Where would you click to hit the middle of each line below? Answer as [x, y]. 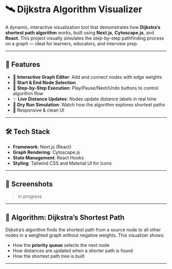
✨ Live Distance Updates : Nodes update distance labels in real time [84, 99]
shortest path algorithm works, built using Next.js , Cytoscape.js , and [80, 32]
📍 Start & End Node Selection [44, 82]
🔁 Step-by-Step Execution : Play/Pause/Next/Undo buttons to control [85, 88]
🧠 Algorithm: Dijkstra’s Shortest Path [65, 217]
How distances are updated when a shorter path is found [73, 251]
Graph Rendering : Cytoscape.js [46, 152]
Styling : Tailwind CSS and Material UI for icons [62, 163]
